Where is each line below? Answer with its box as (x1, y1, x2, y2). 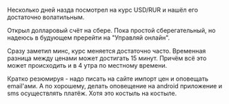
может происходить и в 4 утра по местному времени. (7, 62, 168, 69)
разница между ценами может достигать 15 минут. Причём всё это (7, 54, 207, 62)
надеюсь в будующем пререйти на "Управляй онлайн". (7, 34, 170, 42)
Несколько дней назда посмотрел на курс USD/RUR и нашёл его (7, 6, 199, 14)
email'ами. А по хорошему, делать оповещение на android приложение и (7, 82, 223, 90)
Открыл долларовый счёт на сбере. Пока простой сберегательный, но (7, 27, 216, 34)
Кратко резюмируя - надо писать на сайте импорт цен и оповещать (7, 75, 209, 83)
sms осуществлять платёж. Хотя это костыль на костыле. (7, 89, 177, 97)
